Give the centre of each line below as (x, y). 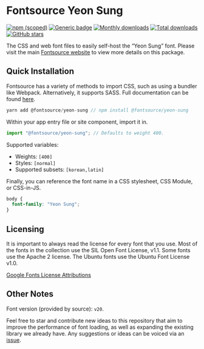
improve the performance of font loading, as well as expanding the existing (100, 327)
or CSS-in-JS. (24, 188)
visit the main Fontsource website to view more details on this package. (96, 52)
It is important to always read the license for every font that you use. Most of (102, 244)
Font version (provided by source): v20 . (55, 309)
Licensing (25, 229)
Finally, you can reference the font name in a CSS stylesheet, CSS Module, (100, 181)
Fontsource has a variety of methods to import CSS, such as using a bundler (102, 86)
